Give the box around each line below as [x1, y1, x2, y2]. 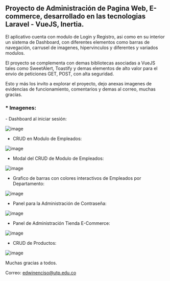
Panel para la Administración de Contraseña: [12, 200, 107, 206]
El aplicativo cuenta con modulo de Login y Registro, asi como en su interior [5, 33, 165, 40]
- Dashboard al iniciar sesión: [5, 116, 67, 122]
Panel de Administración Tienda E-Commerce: [12, 220, 111, 226]
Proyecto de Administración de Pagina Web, [5, 4, 148, 13]
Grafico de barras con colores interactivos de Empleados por [12, 175, 141, 181]
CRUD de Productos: [12, 240, 57, 246]
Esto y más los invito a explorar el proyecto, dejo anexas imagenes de [5, 80, 152, 86]
